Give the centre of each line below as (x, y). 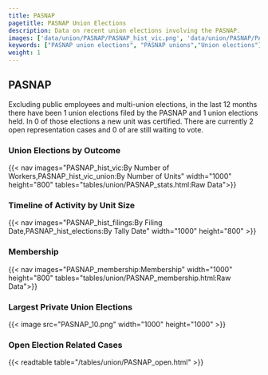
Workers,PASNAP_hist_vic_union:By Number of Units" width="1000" (120, 176)
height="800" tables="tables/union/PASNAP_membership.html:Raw (120, 278)
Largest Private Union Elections (71, 306)
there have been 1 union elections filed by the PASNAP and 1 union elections (133, 112)
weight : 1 (25, 53)
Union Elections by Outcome (65, 150)
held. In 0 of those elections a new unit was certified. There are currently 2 (131, 121)
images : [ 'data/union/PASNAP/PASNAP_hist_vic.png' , (96, 38)
